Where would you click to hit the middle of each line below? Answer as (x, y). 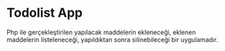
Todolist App (45, 13)
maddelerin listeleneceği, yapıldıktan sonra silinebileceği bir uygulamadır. (112, 39)
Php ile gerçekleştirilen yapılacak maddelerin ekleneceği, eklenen (101, 32)
